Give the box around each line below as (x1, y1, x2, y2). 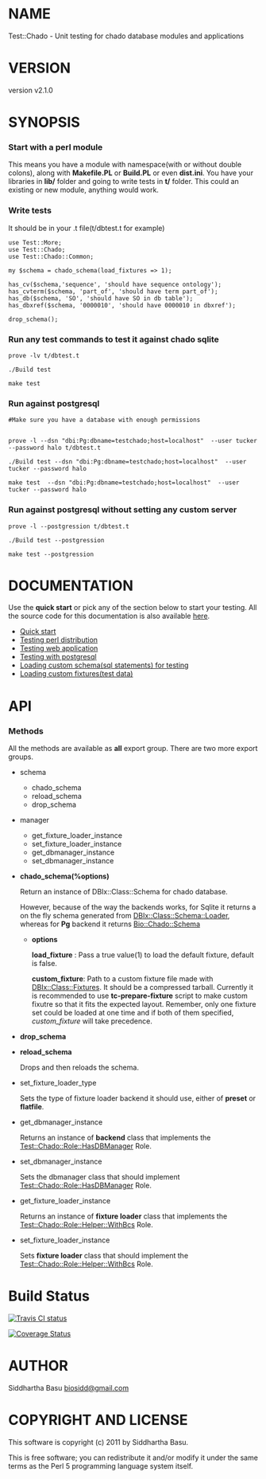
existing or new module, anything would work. (8, 185, 159, 195)
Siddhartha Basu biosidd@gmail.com (8, 1383, 129, 1392)
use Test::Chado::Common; (8, 252, 94, 260)
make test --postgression (8, 550, 94, 558)
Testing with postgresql (19, 652, 97, 662)
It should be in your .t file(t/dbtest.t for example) (8, 223, 165, 233)
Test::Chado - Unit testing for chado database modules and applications (8, 31, 245, 41)
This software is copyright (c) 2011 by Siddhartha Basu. (8, 1437, 189, 1446)
